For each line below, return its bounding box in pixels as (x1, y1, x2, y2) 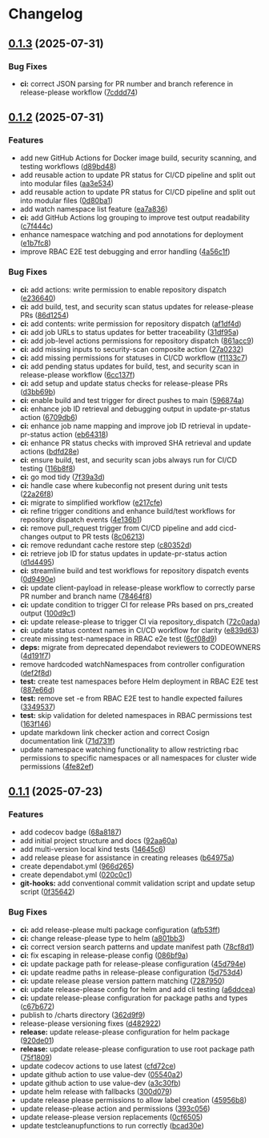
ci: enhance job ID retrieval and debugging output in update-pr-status (19, 404, 251, 414)
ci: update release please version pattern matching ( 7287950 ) (19, 975, 225, 986)
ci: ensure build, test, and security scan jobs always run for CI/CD (19, 454, 238, 465)
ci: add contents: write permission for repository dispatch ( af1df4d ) (19, 318, 242, 329)
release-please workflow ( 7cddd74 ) (19, 87, 139, 97)
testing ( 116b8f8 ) (19, 463, 76, 473)
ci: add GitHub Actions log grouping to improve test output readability (19, 212, 251, 222)
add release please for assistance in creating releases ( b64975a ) (19, 853, 235, 862)
